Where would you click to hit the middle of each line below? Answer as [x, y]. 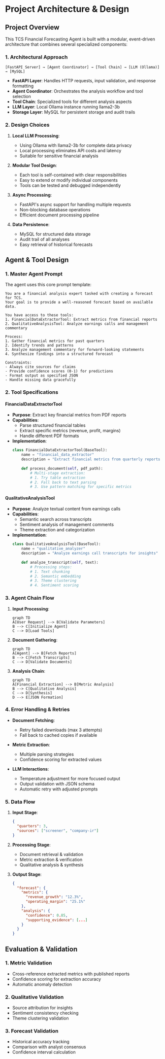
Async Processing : [32, 195]
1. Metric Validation [29, 963]
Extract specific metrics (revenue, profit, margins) [70, 431]
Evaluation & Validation [41, 949]
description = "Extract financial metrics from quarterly [82, 459]
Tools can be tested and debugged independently [70, 185]
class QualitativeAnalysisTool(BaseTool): [56, 544]
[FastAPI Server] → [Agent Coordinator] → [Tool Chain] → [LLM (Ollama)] [82, 68]
